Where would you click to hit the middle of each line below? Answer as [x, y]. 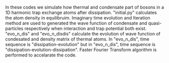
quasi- [155, 23]
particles [14, 28]
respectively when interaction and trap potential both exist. [86, 28]
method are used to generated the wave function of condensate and [76, 23]
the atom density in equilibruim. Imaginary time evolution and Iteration [78, 18]
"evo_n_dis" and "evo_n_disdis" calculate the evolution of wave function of [83, 34]
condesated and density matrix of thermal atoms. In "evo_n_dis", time [77, 39]
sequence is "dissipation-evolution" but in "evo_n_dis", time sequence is [80, 44]
